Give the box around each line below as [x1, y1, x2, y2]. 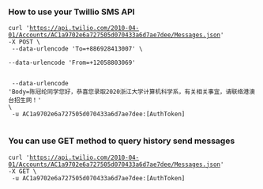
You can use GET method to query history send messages [8, 135, 235, 146]
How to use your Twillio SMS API [8, 6, 136, 17]
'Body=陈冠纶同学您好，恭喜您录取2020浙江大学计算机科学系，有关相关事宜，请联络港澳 [8, 88, 255, 96]
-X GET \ [8, 167, 37, 176]
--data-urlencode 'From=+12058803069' [8, 59, 136, 67]
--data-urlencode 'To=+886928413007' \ [11, 45, 144, 53]
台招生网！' [8, 96, 42, 104]
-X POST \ [8, 38, 41, 46]
